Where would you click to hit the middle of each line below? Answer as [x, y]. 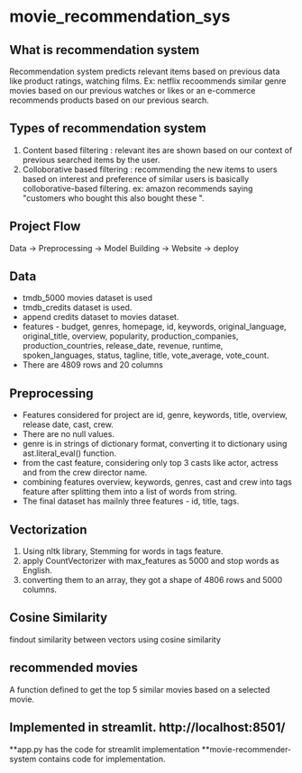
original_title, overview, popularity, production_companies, [130, 336]
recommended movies [73, 668]
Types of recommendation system [108, 128]
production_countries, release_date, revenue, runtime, [123, 346]
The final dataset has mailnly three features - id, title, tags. [131, 501]
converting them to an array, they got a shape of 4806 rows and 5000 [152, 580]
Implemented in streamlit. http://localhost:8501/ [147, 728]
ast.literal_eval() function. [69, 453]
